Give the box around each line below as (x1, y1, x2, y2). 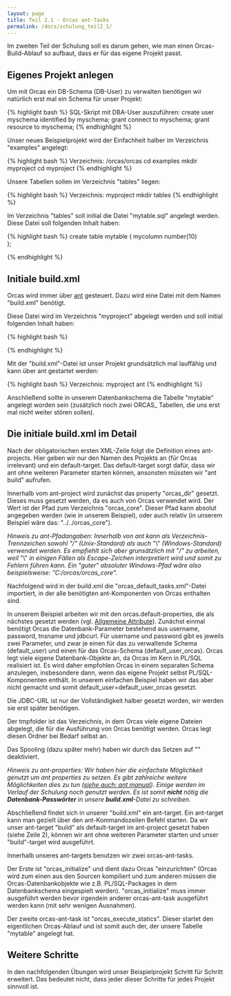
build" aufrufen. (7, 475, 52, 484)
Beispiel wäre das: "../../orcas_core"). (7, 518, 112, 526)
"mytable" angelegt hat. (7, 929, 74, 937)
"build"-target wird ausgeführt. (7, 837, 95, 846)
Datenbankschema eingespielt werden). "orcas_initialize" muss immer (7, 886, 206, 895)
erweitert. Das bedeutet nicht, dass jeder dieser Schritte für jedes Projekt (7, 975, 215, 983)
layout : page (7, 10, 45, 17)
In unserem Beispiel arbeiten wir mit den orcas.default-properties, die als (7, 610, 214, 618)
